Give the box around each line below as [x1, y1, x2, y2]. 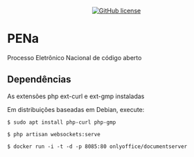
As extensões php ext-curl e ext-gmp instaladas [7, 92, 145, 100]
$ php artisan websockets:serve [7, 131, 100, 138]
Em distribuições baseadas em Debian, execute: [7, 105, 145, 113]
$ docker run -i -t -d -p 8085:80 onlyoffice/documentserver [7, 142, 188, 150]
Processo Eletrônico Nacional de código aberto [7, 53, 142, 62]
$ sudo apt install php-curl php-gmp [7, 118, 116, 126]
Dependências [7, 73, 71, 86]
